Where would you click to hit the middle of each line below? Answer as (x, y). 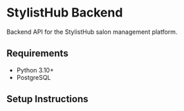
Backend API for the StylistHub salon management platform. (92, 32)
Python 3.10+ (35, 70)
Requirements (37, 53)
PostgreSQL (34, 77)
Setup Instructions (47, 99)
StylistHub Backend (65, 13)
